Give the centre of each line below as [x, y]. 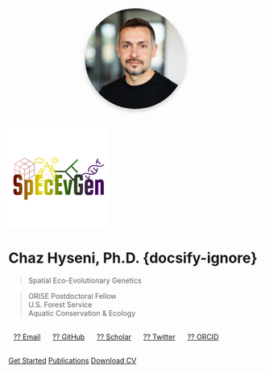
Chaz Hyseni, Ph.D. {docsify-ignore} [133, 258]
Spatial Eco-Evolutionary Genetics [85, 280]
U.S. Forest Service [60, 305]
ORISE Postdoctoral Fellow [72, 296]
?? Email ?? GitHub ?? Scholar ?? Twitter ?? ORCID [116, 337]
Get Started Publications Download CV [72, 360]
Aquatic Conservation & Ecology [82, 313]
